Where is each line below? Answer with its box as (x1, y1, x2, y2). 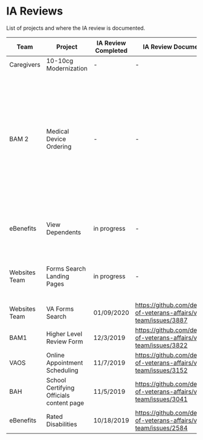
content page (46, 399, 85, 407)
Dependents (46, 228, 82, 236)
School (46, 376, 66, 384)
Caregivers (9, 60, 40, 69)
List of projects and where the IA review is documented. (6, 24, 146, 32)
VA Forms (46, 305, 74, 313)
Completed (95, 46, 128, 55)
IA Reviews (6, 4, 63, 18)
